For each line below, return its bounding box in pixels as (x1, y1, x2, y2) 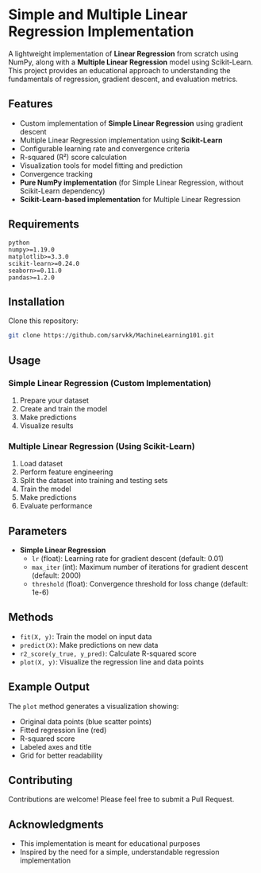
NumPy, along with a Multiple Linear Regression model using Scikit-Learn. (8, 57, 254, 67)
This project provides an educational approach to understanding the (8, 65, 231, 75)
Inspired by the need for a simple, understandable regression (19, 848, 220, 857)
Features (8, 97, 53, 111)
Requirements (8, 217, 79, 232)
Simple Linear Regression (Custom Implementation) (8, 377, 212, 388)
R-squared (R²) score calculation (19, 152, 127, 162)
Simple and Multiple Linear (8, 6, 188, 24)
